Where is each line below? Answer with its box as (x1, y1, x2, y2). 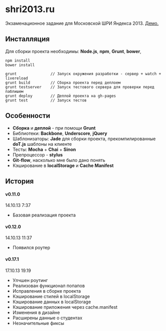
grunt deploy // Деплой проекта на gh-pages (5, 93, 116, 98)
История (5, 177, 34, 185)
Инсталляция (5, 35, 50, 43)
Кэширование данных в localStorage (12, 299, 91, 305)
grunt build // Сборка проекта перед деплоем (5, 80, 121, 85)
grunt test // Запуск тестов (5, 97, 87, 103)
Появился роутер (12, 245, 50, 251)
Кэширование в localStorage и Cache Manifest (12, 162, 114, 169)
